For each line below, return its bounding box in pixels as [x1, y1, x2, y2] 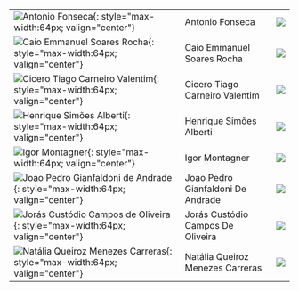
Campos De [184, 220, 234, 231]
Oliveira [184, 230, 217, 243]
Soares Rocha [184, 53, 243, 65]
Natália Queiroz [184, 251, 249, 263]
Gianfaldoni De [184, 182, 247, 195]
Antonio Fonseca [184, 16, 255, 28]
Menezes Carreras [184, 262, 263, 274]
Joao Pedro [184, 172, 233, 183]
